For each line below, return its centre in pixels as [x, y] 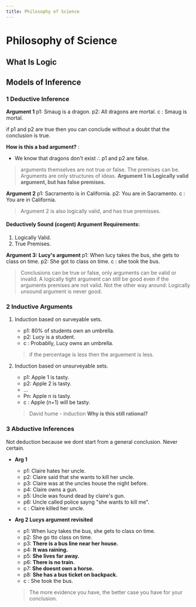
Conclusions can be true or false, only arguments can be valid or [98, 273]
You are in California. [31, 200]
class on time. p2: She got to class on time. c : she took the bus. [83, 261]
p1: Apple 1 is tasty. [46, 377]
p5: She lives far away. [51, 556]
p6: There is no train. [49, 562]
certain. [15, 448]
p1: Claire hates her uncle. [54, 471]
